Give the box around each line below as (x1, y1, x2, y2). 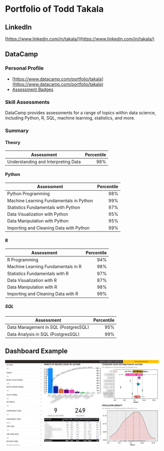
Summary (5, 127, 29, 134)
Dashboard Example (5, 347, 68, 355)
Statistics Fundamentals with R (7, 271, 69, 276)
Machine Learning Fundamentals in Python (7, 198, 93, 203)
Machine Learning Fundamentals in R (7, 264, 82, 270)
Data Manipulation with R (7, 284, 58, 290)
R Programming (7, 257, 39, 263)
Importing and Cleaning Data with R (7, 291, 79, 297)
